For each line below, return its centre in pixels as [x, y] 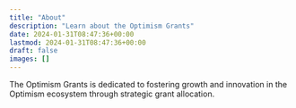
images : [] [30, 59]
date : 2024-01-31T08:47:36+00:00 [72, 34]
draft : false [34, 51]
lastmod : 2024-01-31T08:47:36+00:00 [78, 42]
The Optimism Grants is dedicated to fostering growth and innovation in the [148, 84]
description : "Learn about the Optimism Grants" [102, 26]
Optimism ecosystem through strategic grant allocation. [112, 94]
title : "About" [38, 17]
